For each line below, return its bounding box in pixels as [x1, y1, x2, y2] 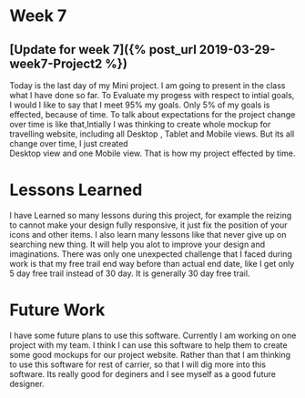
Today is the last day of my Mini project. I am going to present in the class [9, 80, 286, 91]
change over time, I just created [9, 138, 129, 148]
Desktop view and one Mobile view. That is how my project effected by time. [9, 148, 296, 158]
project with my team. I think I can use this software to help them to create [9, 339, 289, 351]
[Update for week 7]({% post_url [9, 42, 198, 57]
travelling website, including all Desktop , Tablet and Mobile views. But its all [9, 128, 295, 139]
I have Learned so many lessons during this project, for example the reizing [9, 209, 292, 220]
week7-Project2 [9, 56, 103, 71]
